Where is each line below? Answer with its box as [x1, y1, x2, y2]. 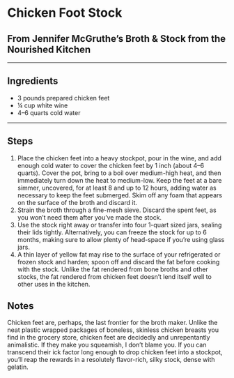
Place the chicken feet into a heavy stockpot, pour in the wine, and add [17, 153, 221, 162]
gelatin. [7, 363, 29, 371]
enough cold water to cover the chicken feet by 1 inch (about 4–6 [17, 161, 205, 169]
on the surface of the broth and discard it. [17, 198, 138, 206]
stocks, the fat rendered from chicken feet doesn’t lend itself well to [17, 272, 212, 280]
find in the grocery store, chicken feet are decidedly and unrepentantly [7, 333, 210, 342]
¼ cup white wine [17, 101, 68, 109]
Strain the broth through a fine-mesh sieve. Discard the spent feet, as [17, 206, 217, 214]
